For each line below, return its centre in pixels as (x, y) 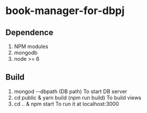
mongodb (25, 53)
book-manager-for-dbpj (65, 11)
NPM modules (31, 46)
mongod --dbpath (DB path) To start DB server (70, 91)
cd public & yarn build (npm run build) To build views (78, 97)
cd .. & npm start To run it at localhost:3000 (66, 104)
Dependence (30, 32)
